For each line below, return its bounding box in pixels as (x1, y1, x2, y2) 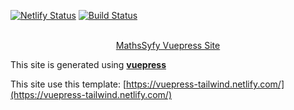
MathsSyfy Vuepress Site (115, 40, 221, 51)
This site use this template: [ (10, 78, 127, 90)
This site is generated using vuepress (10, 59, 167, 70)
